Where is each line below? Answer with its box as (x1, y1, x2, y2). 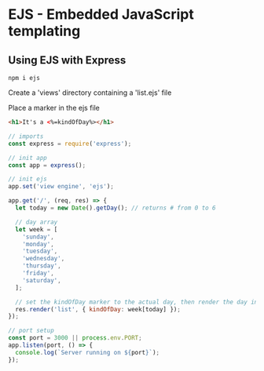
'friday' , (22, 269, 55, 277)
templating (8, 22, 81, 40)
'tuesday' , (22, 247, 58, 256)
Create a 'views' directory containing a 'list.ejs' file (8, 88, 172, 97)
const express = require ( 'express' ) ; (8, 140, 132, 147)
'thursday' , (22, 262, 61, 270)
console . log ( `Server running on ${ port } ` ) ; (15, 348, 159, 356)
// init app (8, 154, 47, 162)
